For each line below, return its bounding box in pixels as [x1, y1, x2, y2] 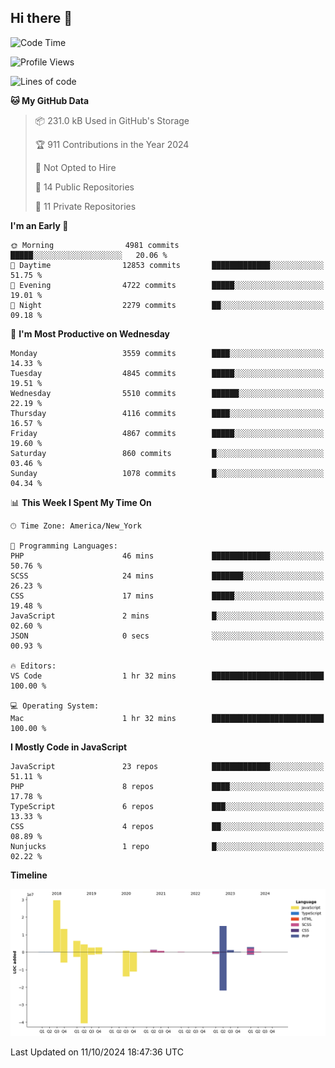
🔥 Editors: [10, 661, 57, 671]
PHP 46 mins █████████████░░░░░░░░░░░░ [10, 551, 325, 561]
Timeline [10, 869, 48, 881]
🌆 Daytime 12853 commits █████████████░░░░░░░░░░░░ [10, 260, 325, 270]
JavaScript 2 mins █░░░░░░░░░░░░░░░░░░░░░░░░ [10, 611, 325, 621]
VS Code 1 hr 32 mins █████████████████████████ [10, 671, 325, 681]
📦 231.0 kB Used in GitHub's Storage [34, 114, 190, 126]
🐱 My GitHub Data [10, 94, 90, 106]
